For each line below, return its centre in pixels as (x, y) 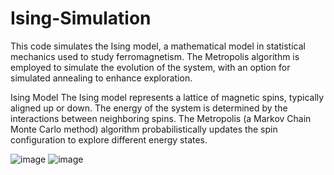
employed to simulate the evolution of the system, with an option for (150, 67)
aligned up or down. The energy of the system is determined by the (149, 108)
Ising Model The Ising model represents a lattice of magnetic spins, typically (167, 97)
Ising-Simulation (81, 18)
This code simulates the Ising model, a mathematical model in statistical (158, 46)
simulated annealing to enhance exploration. (101, 78)
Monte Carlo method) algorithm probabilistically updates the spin (144, 129)
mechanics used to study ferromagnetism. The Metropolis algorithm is (155, 56)
